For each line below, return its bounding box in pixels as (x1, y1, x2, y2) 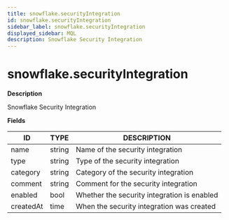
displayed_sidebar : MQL (7, 29, 77, 37)
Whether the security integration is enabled (76, 190, 218, 200)
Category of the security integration (76, 168, 194, 177)
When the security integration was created (76, 202, 216, 212)
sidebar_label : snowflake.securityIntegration (7, 23, 146, 30)
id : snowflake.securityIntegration (7, 17, 111, 24)
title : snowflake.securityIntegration (7, 10, 120, 17)
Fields (7, 117, 26, 125)
